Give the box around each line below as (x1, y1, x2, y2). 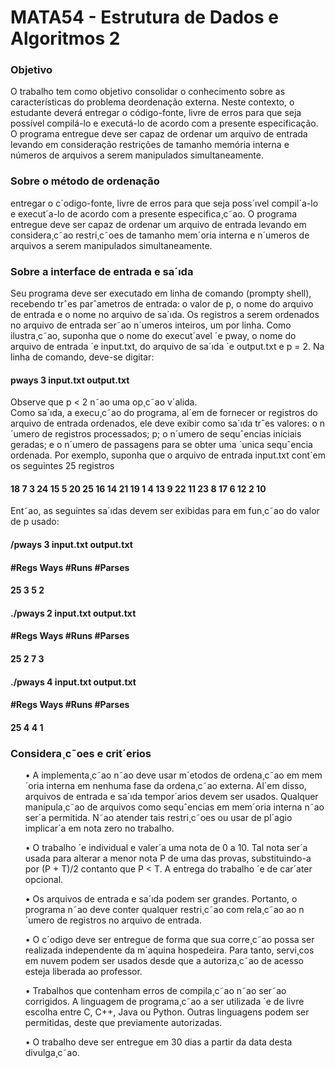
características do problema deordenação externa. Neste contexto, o (10, 96, 295, 108)
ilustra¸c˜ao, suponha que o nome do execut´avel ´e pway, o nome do (10, 330, 297, 342)
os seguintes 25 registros (10, 460, 115, 472)
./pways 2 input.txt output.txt (10, 607, 137, 619)
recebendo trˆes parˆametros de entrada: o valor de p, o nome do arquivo (10, 298, 314, 310)
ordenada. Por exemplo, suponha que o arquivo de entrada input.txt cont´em (10, 449, 326, 461)
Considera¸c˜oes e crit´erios (10, 746, 152, 760)
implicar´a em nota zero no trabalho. (24, 822, 175, 835)
